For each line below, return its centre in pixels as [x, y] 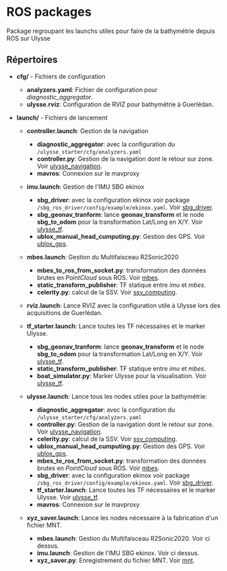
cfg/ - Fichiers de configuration [61, 76]
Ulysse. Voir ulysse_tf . [68, 497]
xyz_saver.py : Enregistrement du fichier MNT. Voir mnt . [116, 560]
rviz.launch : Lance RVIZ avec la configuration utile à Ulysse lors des [123, 305]
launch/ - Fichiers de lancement [62, 117]
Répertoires [32, 60]
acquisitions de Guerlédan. [64, 312]
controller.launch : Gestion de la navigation [87, 130]
